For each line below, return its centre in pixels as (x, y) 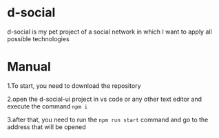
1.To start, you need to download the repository (74, 85)
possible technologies (39, 38)
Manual (29, 67)
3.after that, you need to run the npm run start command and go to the (108, 119)
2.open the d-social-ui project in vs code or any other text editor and (104, 99)
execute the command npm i (48, 106)
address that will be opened (46, 127)
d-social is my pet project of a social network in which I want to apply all (109, 32)
